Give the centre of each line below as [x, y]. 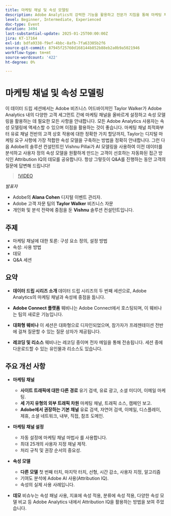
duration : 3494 [21, 29]
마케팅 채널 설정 [28, 426]
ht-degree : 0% [20, 62]
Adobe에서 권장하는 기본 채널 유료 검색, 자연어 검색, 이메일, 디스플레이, [91, 409]
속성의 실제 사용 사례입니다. [47, 484]
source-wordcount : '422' [32, 57]
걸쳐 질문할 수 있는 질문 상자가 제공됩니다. [60, 331]
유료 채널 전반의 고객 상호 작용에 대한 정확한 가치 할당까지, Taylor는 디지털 [84, 134]
